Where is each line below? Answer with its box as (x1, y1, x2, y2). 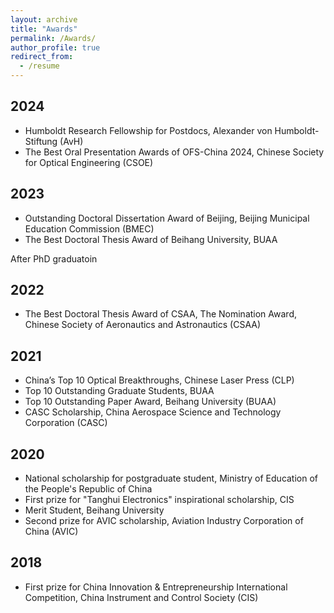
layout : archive (10, 14, 78, 25)
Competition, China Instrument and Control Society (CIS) (24, 591, 259, 603)
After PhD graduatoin (10, 252, 98, 265)
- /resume (19, 61, 60, 71)
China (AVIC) (24, 526, 79, 538)
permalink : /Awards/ (10, 33, 97, 43)
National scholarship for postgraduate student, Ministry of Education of (24, 472, 319, 485)
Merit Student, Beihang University (24, 504, 165, 516)
